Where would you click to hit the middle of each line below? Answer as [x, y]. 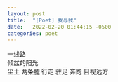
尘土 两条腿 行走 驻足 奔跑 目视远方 [58, 71]
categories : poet [33, 33]
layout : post [26, 14]
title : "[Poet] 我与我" [42, 20]
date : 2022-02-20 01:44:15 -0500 [59, 27]
